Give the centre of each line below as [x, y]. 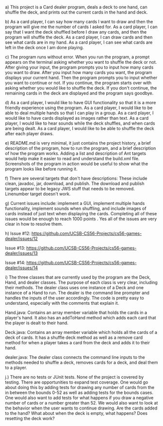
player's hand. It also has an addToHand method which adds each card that [81, 318]
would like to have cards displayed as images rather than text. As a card [77, 118]
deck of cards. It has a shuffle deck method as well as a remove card [74, 337]
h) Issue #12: [18, 233]
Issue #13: [15, 248]
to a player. [16, 368]
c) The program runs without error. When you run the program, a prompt [77, 57]
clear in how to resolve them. [34, 224]
